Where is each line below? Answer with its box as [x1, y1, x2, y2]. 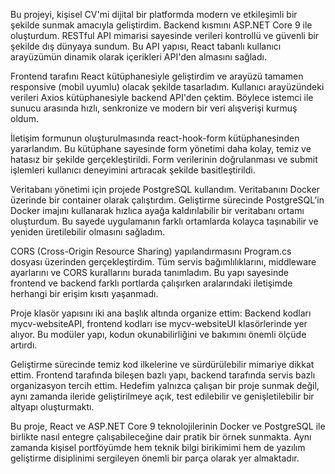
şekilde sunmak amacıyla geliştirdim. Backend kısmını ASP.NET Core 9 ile [10, 19, 313, 31]
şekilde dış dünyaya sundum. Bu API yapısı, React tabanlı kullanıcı [10, 40, 282, 52]
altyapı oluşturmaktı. [10, 401, 95, 413]
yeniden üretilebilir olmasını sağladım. [10, 226, 165, 238]
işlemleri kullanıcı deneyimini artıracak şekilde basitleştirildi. [10, 164, 256, 176]
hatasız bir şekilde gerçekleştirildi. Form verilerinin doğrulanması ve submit [10, 154, 318, 165]
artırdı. [10, 339, 38, 351]
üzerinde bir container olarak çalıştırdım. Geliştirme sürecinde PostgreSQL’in [10, 194, 325, 206]
